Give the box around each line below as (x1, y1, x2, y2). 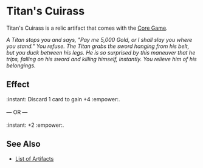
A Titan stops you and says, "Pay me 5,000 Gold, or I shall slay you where (6, 36, 193, 43)
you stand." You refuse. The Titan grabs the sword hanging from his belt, (6, 42, 190, 50)
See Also (6, 139, 41, 149)
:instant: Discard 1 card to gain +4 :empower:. (6, 95, 120, 102)
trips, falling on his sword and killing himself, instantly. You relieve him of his (6, 55, 197, 62)
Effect (6, 79, 30, 90)
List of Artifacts (15, 155, 54, 162)
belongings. (6, 62, 36, 69)
